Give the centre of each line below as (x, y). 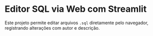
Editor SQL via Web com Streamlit (76, 9)
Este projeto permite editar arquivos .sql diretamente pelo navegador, (76, 23)
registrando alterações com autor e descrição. (52, 28)
